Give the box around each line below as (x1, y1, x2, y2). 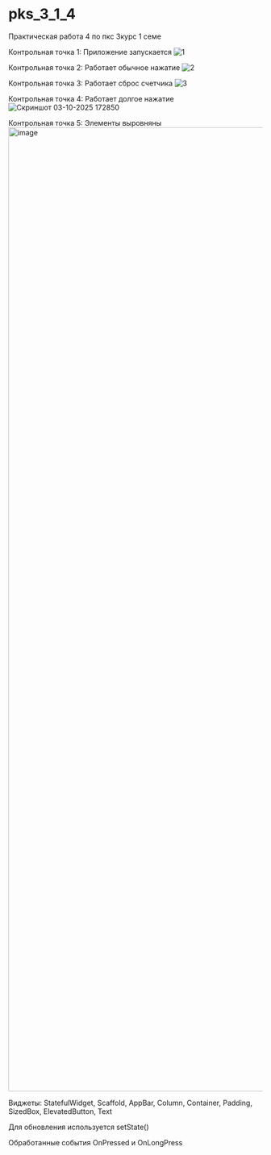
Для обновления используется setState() (8, 1122, 149, 1132)
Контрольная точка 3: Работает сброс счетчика (8, 78, 173, 88)
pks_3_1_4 (8, 5, 77, 23)
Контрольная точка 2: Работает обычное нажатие (8, 62, 181, 73)
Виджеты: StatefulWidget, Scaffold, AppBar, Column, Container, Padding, (8, 1098, 252, 1107)
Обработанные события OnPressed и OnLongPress (8, 1137, 183, 1147)
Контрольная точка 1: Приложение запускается (8, 47, 172, 56)
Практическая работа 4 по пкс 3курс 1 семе (8, 31, 161, 41)
